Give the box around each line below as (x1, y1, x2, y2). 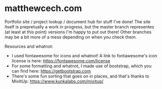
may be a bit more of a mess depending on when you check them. (4, 34, 137, 40)
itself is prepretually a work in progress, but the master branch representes (4, 24, 154, 29)
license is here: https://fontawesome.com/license (11, 58, 111, 64)
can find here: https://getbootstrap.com (11, 68, 91, 74)
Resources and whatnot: (4, 43, 53, 49)
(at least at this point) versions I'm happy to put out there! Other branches (4, 29, 152, 35)
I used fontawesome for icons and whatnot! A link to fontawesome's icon (11, 52, 158, 58)
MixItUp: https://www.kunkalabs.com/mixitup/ (11, 78, 104, 84)
